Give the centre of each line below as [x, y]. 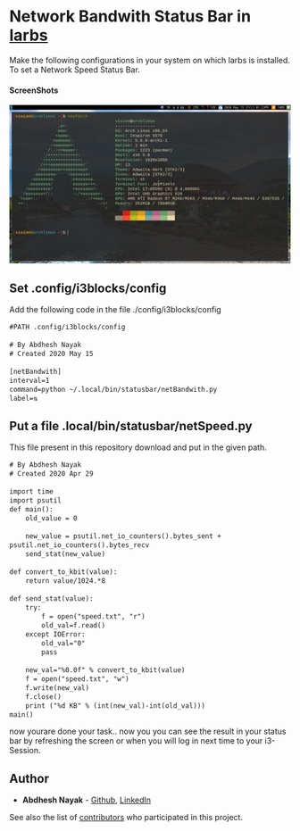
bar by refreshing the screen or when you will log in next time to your [136, 741]
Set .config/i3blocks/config [88, 289]
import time [31, 492]
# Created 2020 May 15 [51, 354]
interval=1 [29, 381]
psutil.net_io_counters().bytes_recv [79, 545]
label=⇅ [24, 399]
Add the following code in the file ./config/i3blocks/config [115, 310]
